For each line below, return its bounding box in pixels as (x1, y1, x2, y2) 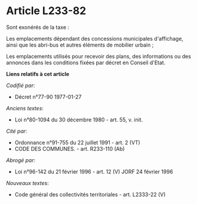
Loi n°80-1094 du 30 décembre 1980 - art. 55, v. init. (14, 116, 143, 123)
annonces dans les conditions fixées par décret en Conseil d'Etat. (6, 59, 166, 66)
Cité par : (6, 127, 28, 134)
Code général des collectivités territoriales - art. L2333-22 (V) (14, 190, 166, 198)
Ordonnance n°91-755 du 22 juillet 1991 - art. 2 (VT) (14, 139, 140, 146)
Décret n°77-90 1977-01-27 (14, 93, 82, 100)
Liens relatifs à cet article (6, 70, 70, 77)
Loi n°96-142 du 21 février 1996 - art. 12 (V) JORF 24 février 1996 (14, 168, 173, 175)
